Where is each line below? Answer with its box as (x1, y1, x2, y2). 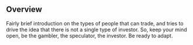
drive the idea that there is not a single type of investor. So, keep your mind (6, 26, 187, 33)
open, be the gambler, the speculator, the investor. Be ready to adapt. (6, 32, 173, 39)
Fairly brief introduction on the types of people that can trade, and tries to (6, 20, 184, 27)
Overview (6, 5, 43, 14)
